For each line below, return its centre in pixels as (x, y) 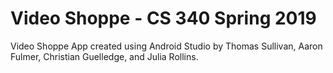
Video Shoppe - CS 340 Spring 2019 (163, 18)
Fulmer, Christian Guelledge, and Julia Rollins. (104, 56)
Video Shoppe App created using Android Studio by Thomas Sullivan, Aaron (166, 46)
